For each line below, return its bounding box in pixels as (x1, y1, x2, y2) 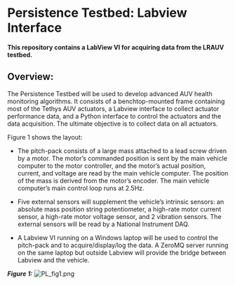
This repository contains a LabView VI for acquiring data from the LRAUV (7, 43, 224, 51)
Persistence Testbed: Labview (7, 5, 187, 21)
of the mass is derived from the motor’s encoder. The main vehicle (17, 176, 210, 185)
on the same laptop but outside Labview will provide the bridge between (17, 248, 227, 257)
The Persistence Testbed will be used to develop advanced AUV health (7, 89, 213, 98)
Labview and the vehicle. (17, 256, 90, 264)
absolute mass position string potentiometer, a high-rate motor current (17, 205, 222, 213)
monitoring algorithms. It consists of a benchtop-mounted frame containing (7, 97, 225, 105)
